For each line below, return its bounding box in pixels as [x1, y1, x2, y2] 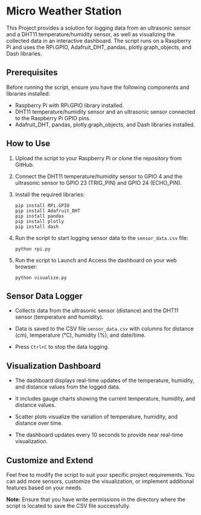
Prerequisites [6, 68, 58, 78]
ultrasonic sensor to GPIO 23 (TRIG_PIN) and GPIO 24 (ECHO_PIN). [14, 179, 182, 186]
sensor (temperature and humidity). [14, 313, 104, 321]
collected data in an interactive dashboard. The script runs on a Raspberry [6, 37, 191, 44]
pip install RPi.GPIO [14, 202, 69, 209]
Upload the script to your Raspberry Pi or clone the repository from [14, 154, 182, 161]
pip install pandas [14, 213, 65, 219]
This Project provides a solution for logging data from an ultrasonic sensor [6, 24, 191, 31]
